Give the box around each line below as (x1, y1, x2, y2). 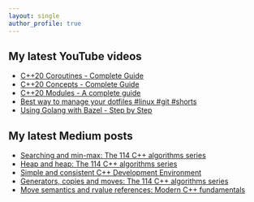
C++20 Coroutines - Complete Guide (19, 71, 144, 81)
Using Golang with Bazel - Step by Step (19, 105, 153, 115)
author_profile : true (8, 19, 82, 28)
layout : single (8, 11, 60, 20)
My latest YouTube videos (8, 49, 142, 63)
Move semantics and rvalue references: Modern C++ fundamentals (19, 185, 246, 195)
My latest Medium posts (8, 129, 134, 143)
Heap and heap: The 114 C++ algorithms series (19, 159, 178, 169)
